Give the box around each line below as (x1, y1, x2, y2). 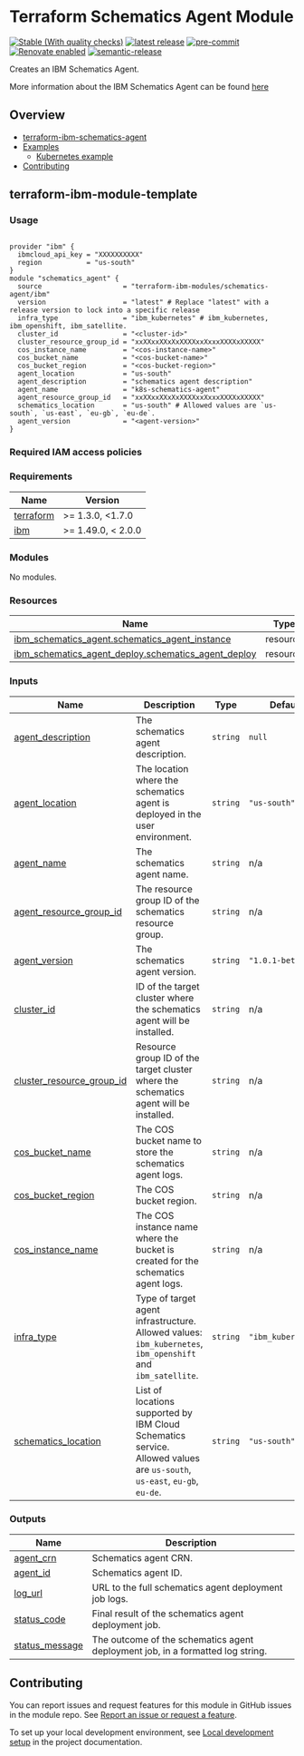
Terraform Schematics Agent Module (9, 6, 294, 27)
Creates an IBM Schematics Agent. (9, 63, 140, 74)
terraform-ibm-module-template (9, 187, 198, 202)
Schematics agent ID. (91, 1566, 183, 1579)
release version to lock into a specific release (9, 306, 201, 315)
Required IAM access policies (9, 446, 143, 459)
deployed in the (135, 807, 202, 820)
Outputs (9, 1513, 47, 1526)
